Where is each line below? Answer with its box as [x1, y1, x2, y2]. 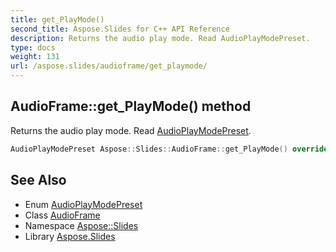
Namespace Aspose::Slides [24, 219, 139, 231]
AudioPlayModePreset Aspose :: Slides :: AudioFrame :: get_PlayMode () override [10, 144, 329, 154]
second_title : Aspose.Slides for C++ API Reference [10, 24, 230, 34]
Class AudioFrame [24, 209, 101, 221]
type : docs [10, 42, 56, 53]
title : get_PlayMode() [10, 14, 105, 25]
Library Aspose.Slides [24, 230, 116, 242]
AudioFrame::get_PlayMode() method [10, 98, 252, 115]
